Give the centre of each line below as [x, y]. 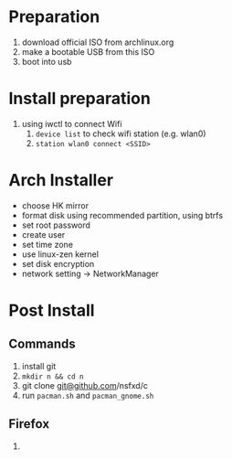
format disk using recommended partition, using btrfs [122, 215]
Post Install [52, 310]
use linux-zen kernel [60, 254]
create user [43, 234]
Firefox [29, 424]
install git [39, 366]
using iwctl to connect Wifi [72, 123]
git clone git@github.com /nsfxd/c [84, 385]
